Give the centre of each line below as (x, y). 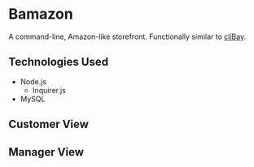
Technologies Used (58, 62)
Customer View (49, 124)
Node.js (33, 81)
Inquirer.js (49, 90)
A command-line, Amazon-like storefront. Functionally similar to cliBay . (127, 36)
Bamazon (41, 14)
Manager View (46, 152)
